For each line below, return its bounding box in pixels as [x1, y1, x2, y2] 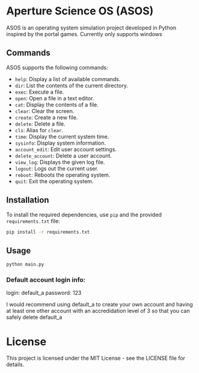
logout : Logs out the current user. [14, 165, 99, 172]
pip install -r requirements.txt [6, 229, 90, 235]
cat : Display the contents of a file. [14, 101, 99, 108]
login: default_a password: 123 [6, 290, 82, 297]
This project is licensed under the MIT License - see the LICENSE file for [6, 354, 185, 362]
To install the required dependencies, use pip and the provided [6, 211, 162, 218]
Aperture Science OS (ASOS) [6, 4, 154, 18]
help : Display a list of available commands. [14, 75, 121, 82]
